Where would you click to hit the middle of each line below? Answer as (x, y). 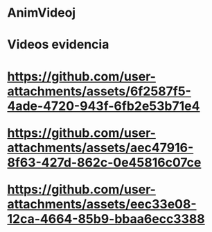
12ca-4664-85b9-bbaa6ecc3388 (106, 218)
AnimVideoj (42, 13)
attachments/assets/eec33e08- (102, 204)
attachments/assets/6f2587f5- (99, 91)
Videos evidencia (58, 45)
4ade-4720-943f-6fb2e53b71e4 (104, 106)
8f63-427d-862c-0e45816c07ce (104, 162)
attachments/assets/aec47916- (100, 148)
